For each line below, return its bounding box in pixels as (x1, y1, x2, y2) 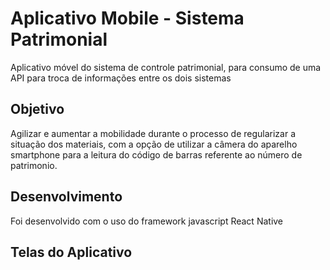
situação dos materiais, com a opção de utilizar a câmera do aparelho (10, 138, 298, 150)
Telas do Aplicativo (10, 243, 133, 261)
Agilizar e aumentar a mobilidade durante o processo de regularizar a (10, 127, 297, 139)
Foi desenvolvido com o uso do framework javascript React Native (10, 215, 284, 227)
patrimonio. (10, 159, 58, 171)
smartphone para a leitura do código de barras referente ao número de (10, 148, 303, 161)
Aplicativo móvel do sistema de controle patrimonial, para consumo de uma (10, 61, 322, 73)
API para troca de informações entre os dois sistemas (10, 72, 232, 84)
